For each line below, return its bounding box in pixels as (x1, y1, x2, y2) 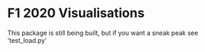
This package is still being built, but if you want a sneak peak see (7, 28, 199, 37)
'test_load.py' (7, 36, 48, 44)
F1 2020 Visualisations (7, 5, 144, 21)
